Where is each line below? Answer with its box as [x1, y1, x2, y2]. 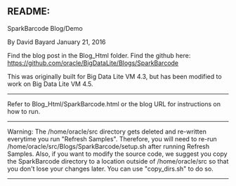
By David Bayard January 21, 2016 [7, 38, 107, 46]
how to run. [7, 107, 41, 115]
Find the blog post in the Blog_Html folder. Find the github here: [7, 51, 191, 59]
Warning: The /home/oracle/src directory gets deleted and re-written [7, 127, 207, 136]
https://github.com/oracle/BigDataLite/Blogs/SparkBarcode [7, 59, 179, 67]
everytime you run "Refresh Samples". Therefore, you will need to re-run [7, 134, 218, 143]
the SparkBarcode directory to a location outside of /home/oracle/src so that [7, 157, 229, 165]
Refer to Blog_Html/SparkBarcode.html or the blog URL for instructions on [7, 99, 221, 108]
